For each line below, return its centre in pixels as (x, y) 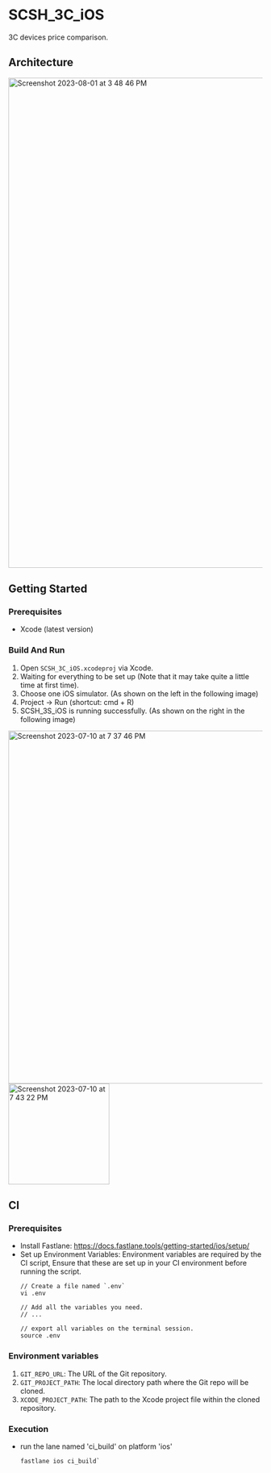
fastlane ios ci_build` (60, 1462)
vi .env (33, 1294)
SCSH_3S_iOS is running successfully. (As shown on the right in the (132, 711)
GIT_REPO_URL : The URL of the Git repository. (93, 1374)
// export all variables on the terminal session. (107, 1329)
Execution (29, 1429)
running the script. (51, 1271)
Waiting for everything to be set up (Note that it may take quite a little (135, 676)
